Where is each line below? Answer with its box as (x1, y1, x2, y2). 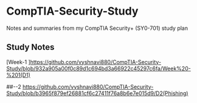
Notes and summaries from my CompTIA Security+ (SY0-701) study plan (6, 24, 188, 32)
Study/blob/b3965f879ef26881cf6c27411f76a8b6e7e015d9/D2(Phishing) (6, 90, 188, 97)
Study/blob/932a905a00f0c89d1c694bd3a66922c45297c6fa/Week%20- (6, 65, 192, 72)
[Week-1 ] (6, 58, 30, 65)
